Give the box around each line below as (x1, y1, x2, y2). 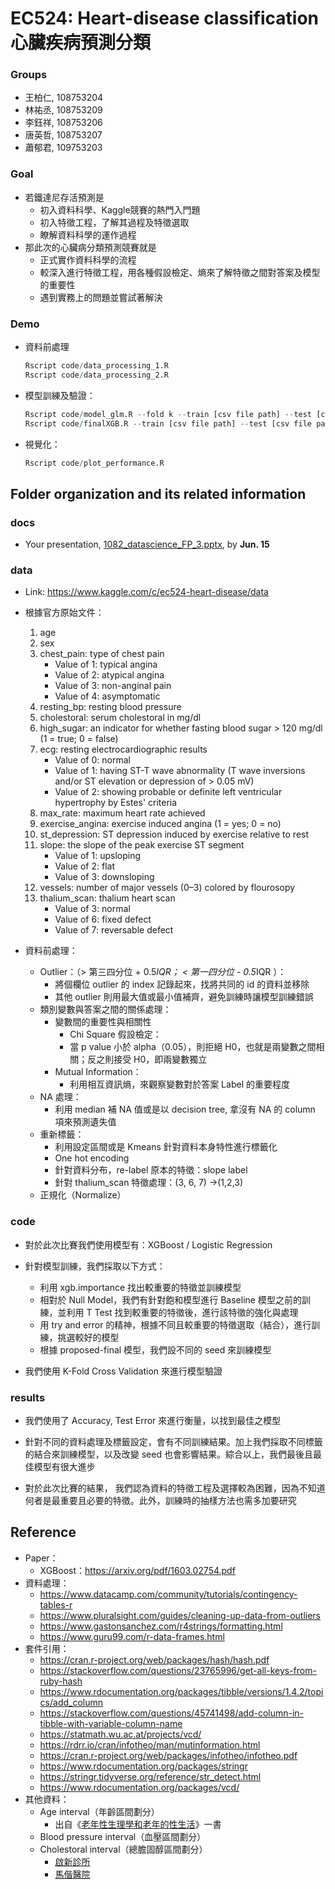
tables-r (39, 1598, 73, 1611)
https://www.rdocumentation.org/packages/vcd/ (39, 1781, 240, 1793)
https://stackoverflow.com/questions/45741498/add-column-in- (39, 1707, 305, 1719)
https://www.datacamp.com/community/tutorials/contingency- (39, 1588, 298, 1600)
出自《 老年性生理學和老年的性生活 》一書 (54, 1818, 222, 1830)
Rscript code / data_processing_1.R (24, 361, 169, 371)
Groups (10, 68, 48, 82)
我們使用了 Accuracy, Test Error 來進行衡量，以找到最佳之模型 (24, 1415, 282, 1427)
